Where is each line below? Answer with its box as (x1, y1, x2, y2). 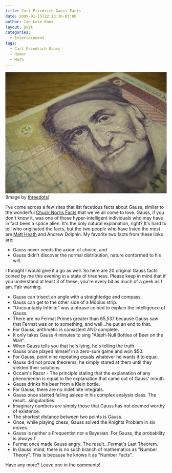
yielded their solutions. (12, 364, 61, 370)
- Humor (10, 51, 27, 56)
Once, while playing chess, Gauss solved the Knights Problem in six (12, 419, 156, 425)
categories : (5, 30, 31, 35)
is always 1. (12, 435, 37, 441)
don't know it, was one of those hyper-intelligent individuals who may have (5, 214, 163, 221)
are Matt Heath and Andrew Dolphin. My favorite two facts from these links (5, 231, 163, 237)
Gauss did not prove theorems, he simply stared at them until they (12, 359, 152, 365)
